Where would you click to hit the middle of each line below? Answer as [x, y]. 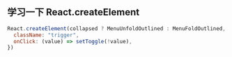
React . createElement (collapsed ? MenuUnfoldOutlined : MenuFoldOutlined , [117, 28]
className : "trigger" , [46, 35]
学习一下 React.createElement [74, 12]
